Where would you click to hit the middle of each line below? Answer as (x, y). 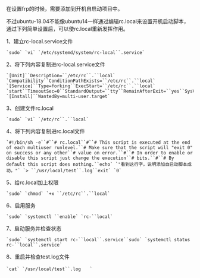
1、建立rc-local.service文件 (40, 41)
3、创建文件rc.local (30, 108)
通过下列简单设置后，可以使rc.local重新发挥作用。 (68, 29)
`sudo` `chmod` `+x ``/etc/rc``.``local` (58, 194)
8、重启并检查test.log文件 (38, 257)
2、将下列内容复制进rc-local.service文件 (56, 64)
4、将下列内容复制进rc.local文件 (46, 131)
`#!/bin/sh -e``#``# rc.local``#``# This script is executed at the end (98, 143)
